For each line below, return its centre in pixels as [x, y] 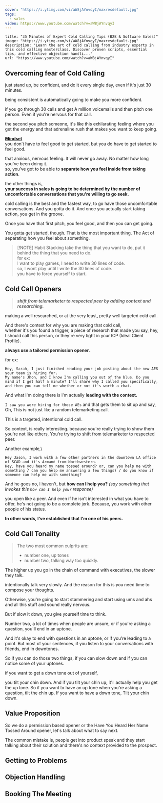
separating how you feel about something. [48, 238]
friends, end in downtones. [32, 649]
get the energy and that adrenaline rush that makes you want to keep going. [81, 129]
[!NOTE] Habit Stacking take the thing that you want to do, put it [81, 248]
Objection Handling [35, 777]
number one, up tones [47, 555]
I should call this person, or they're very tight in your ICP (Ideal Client [74, 335]
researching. [30, 306]
